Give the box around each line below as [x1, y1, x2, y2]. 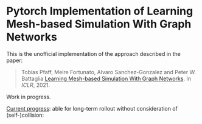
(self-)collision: [6, 111, 44, 119]
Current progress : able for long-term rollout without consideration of [6, 105, 178, 112]
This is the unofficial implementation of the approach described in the [6, 50, 181, 57]
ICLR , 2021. [21, 81, 50, 89]
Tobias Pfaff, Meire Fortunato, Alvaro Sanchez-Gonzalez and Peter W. [21, 68, 197, 75]
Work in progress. [6, 93, 51, 100]
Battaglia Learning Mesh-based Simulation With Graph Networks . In [21, 75, 192, 82]
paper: [6, 57, 23, 64]
